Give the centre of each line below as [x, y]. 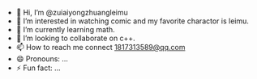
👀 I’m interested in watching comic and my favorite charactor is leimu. [133, 21]
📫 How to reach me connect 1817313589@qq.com [101, 47]
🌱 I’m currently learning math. [65, 29]
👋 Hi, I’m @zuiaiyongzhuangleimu [72, 12]
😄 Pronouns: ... [42, 59]
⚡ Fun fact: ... [38, 68]
